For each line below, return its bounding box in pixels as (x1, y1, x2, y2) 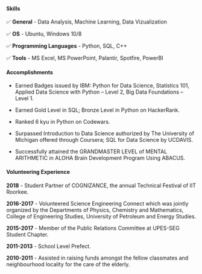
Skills (6, 5, 21, 12)
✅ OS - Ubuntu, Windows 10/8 (6, 30, 82, 37)
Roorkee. (6, 188, 29, 196)
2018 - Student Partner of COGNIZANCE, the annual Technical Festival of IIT (6, 182, 196, 189)
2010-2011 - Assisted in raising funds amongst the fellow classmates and (6, 254, 189, 261)
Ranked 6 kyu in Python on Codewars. (14, 118, 110, 126)
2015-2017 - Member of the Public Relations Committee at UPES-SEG (6, 224, 180, 232)
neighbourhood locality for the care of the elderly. (6, 260, 130, 268)
